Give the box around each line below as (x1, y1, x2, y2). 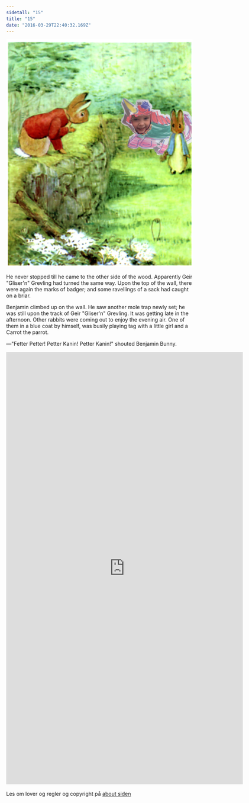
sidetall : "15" (6, 9, 44, 15)
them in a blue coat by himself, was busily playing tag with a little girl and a (6, 323, 188, 330)
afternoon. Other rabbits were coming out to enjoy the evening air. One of (6, 316, 185, 323)
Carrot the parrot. (6, 329, 49, 336)
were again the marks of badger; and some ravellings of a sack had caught (6, 286, 189, 293)
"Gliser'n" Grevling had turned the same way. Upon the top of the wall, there (6, 280, 192, 287)
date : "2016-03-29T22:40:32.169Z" (6, 22, 92, 28)
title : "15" (6, 15, 35, 22)
